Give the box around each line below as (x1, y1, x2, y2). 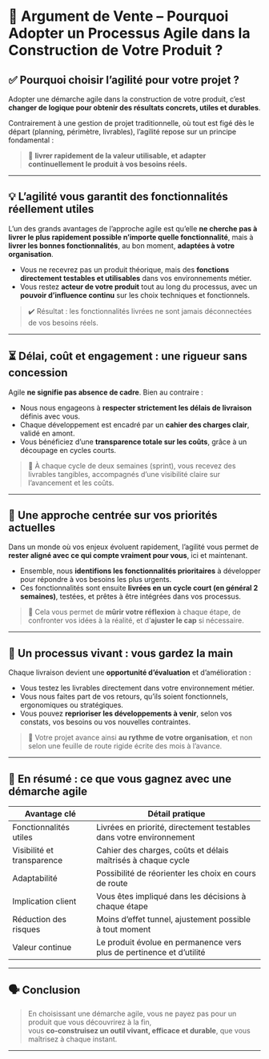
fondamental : (8, 135, 54, 145)
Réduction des (12, 914, 66, 925)
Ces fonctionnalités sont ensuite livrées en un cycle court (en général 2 (19, 584, 259, 593)
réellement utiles (8, 203, 94, 216)
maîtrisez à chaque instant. (27, 1034, 118, 1044)
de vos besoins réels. (27, 318, 98, 327)
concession (8, 366, 68, 379)
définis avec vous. (19, 411, 81, 421)
